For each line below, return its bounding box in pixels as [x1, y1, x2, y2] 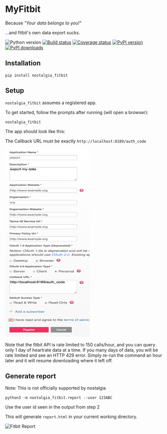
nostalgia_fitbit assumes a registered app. [5, 100, 97, 106]
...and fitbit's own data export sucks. [5, 29, 80, 35]
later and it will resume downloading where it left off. [5, 357, 113, 363]
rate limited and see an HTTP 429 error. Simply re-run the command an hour [5, 352, 163, 358]
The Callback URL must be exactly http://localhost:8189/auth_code [5, 138, 146, 144]
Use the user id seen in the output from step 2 [5, 404, 100, 410]
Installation [5, 59, 41, 68]
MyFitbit [5, 3, 41, 15]
